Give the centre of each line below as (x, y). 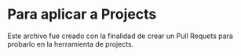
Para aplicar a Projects (82, 14)
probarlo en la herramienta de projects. (71, 44)
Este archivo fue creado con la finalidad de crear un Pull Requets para (120, 36)
